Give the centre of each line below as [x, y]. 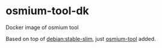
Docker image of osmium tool [42, 27]
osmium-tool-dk [47, 11]
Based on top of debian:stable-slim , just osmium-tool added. [81, 39]
